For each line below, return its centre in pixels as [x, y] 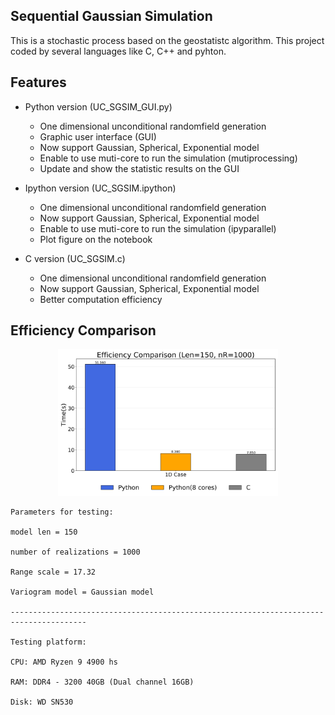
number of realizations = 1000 [75, 552]
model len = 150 [44, 532]
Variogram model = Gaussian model [82, 592]
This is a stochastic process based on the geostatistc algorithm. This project [167, 40]
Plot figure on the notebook [96, 239]
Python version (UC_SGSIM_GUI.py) [98, 106]
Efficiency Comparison [83, 330]
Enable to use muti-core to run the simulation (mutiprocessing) [168, 158]
